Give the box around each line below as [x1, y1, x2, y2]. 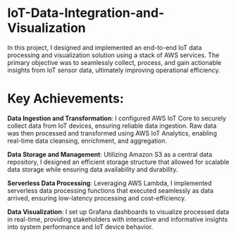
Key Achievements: [7, 90, 125, 107]
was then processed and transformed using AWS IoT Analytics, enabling [7, 129, 217, 137]
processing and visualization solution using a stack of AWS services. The [7, 51, 220, 59]
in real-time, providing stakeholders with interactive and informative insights [7, 215, 228, 223]
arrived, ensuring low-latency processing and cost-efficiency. [7, 194, 187, 202]
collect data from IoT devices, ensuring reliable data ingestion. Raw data [7, 121, 217, 130]
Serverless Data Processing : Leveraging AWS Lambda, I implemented [7, 179, 212, 187]
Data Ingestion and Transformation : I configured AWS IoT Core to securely [7, 114, 227, 122]
